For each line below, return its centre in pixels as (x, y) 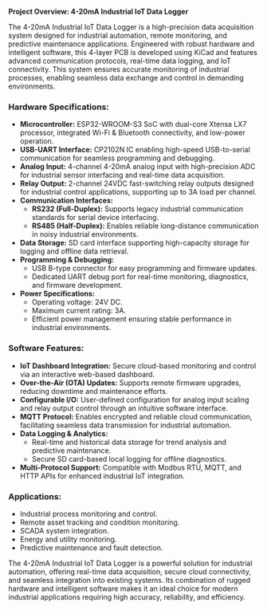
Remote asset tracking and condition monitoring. (100, 522)
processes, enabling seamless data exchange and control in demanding (126, 78)
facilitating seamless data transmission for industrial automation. (126, 425)
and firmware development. (77, 285)
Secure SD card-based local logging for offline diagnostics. (129, 458)
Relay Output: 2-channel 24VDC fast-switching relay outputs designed (137, 183)
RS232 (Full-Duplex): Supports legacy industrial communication (137, 209)
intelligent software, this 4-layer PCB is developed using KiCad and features (133, 52)
